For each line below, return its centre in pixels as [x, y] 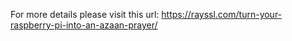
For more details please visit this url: [85, 14]
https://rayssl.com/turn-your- [222, 14]
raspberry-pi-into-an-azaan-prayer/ [84, 25]
